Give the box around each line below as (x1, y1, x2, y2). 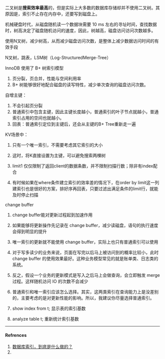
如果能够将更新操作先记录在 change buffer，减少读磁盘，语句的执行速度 (12, 223, 159, 228)
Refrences (5, 332, 27, 338)
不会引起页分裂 (12, 103, 43, 108)
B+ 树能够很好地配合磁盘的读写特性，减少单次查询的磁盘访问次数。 (12, 82, 149, 88)
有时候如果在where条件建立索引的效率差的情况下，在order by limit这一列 (12, 180, 160, 185)
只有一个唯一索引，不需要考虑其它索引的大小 (12, 142, 103, 148)
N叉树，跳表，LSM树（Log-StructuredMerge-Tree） (5, 55, 111, 61)
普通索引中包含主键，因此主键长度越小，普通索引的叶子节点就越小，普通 (12, 109, 159, 115)
